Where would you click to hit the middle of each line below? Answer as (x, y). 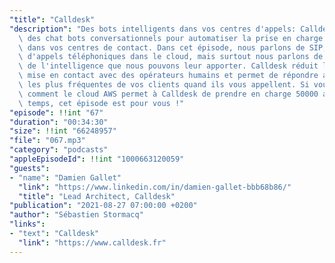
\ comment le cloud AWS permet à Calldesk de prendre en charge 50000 (168, 94)
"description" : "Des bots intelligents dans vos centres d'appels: (153, 29)
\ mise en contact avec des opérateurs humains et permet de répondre (168, 76)
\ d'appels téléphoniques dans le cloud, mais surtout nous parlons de (171, 57)
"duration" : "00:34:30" (59, 122)
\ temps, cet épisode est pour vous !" (101, 103)
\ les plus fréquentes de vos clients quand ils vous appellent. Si (164, 85)
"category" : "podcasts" (59, 150)
